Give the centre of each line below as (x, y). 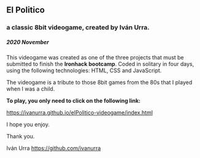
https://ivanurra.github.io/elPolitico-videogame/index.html (80, 113)
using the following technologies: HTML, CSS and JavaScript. (84, 70)
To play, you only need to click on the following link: (74, 101)
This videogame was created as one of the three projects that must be (95, 58)
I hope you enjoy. (28, 124)
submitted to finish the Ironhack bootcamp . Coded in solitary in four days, (100, 64)
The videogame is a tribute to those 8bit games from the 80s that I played (99, 83)
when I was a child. (31, 89)
